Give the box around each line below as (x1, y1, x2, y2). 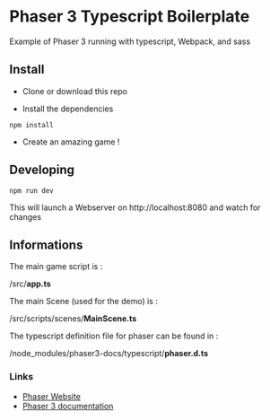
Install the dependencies (22, 103, 114, 114)
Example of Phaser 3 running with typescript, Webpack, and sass (9, 36, 251, 47)
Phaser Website (22, 390, 81, 401)
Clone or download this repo (22, 85, 128, 96)
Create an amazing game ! (22, 136, 120, 147)
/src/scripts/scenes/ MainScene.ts (9, 313, 137, 324)
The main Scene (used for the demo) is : (9, 296, 159, 307)
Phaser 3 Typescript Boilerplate (9, 6, 250, 27)
